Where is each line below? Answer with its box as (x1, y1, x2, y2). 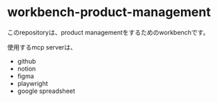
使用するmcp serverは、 (7, 43, 77, 51)
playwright (17, 79, 48, 87)
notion (17, 64, 36, 73)
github (17, 57, 36, 65)
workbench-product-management (7, 4, 211, 20)
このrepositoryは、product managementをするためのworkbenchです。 (7, 28, 210, 36)
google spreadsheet (17, 87, 75, 95)
